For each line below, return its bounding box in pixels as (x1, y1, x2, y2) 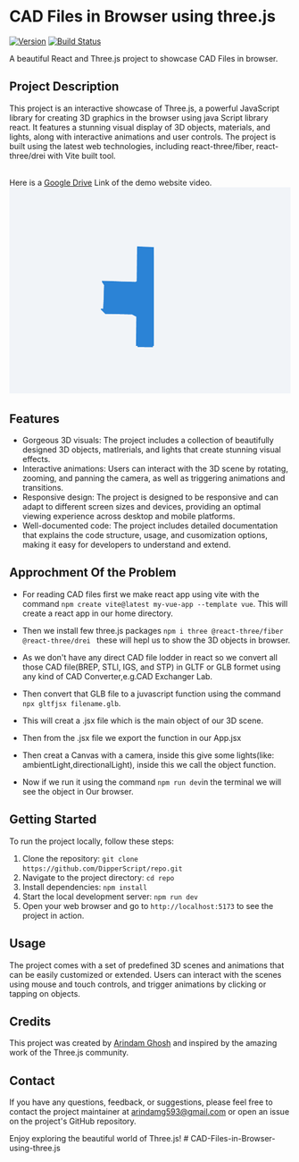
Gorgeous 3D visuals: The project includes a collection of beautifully (21, 435, 274, 446)
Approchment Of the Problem (9, 565, 177, 580)
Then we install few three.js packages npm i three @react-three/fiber (21, 625, 284, 636)
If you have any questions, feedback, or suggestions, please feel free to (9, 1097, 274, 1107)
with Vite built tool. (47, 150, 116, 161)
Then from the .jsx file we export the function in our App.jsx (21, 732, 242, 743)
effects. (21, 454, 51, 465)
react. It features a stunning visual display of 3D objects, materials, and (9, 122, 270, 132)
